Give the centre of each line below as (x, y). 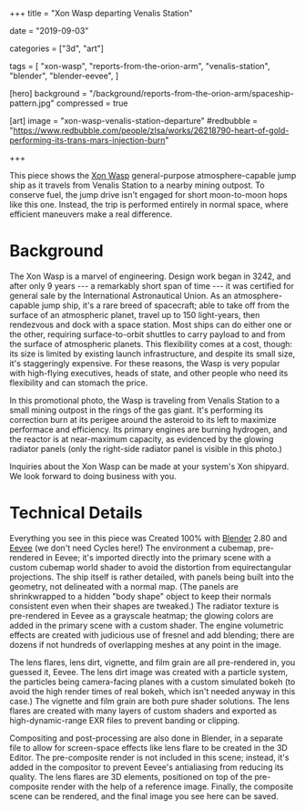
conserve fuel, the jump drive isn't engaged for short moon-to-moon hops (149, 195)
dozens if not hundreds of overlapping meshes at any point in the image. (146, 644)
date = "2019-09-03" (49, 31)
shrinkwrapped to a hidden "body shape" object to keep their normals (140, 596)
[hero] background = (49, 93)
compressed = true (92, 103)
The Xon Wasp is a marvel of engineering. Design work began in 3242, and (150, 276)
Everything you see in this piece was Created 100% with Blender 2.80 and (148, 538)
